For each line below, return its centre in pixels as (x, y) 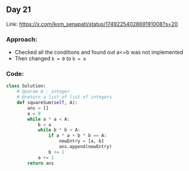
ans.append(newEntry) (85, 147)
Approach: (22, 39)
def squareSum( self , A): (47, 103)
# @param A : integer (43, 92)
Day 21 (19, 10)
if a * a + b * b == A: (78, 135)
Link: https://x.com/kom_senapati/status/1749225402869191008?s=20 (92, 24)
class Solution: (26, 86)
